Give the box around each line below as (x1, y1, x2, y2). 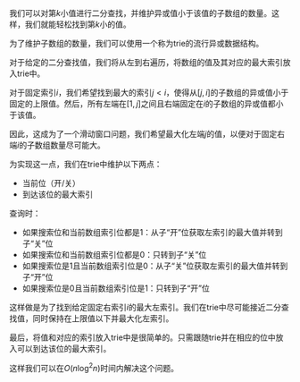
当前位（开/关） (21, 178, 80, 188)
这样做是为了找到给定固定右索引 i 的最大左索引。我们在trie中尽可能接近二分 (9, 302, 281, 312)
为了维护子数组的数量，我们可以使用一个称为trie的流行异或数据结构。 (9, 38, 264, 48)
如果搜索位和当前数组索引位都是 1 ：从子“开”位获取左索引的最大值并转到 (21, 227, 283, 237)
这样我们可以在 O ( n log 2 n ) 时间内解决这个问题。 (9, 361, 179, 373)
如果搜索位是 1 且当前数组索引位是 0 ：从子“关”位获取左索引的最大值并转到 (21, 260, 288, 271)
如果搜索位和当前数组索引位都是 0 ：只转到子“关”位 (21, 250, 207, 259)
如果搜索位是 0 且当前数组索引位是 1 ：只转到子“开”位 (21, 283, 210, 293)
